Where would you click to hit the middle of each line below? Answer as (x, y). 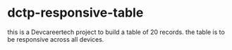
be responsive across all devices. (56, 39)
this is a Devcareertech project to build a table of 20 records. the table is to (116, 32)
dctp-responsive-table (75, 13)
